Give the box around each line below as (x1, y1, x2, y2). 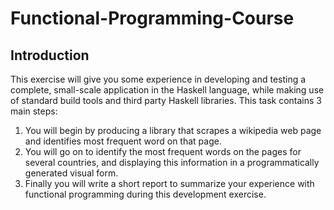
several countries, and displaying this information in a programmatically (24, 157, 320, 168)
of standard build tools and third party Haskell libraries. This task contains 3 (10, 95, 322, 106)
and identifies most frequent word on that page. (24, 135, 222, 147)
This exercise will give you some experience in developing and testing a (10, 73, 307, 85)
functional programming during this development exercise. (24, 188, 267, 200)
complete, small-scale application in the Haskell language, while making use (10, 84, 325, 96)
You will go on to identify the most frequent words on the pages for (24, 146, 302, 157)
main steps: (10, 105, 58, 117)
